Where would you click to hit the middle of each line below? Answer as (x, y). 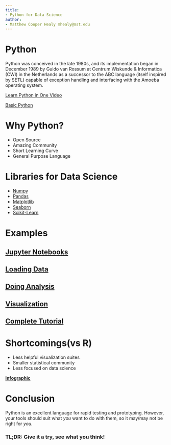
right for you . (19, 424)
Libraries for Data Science (62, 177)
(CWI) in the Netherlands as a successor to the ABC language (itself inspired (86, 75)
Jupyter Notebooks (37, 252)
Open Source (27, 140)
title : (12, 10)
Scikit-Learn (26, 213)
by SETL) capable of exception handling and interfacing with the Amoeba (82, 80)
